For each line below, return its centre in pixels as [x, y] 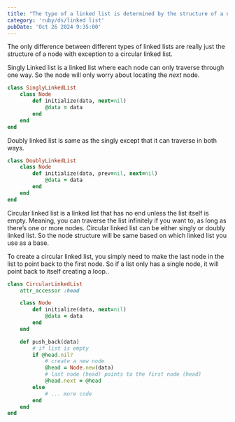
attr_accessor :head [50, 290]
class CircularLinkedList [45, 284]
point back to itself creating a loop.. [58, 271]
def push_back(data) [50, 342]
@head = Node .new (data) [79, 368]
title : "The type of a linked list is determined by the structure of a [115, 14]
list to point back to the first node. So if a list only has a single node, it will [113, 264]
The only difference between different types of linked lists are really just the [116, 47]
